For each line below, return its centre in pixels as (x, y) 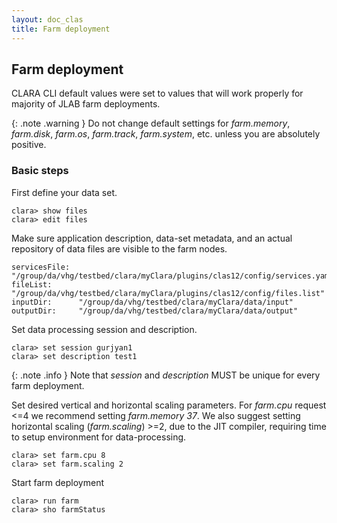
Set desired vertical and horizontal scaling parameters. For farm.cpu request (169, 405)
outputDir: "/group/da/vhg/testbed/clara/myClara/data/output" (155, 311)
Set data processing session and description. (104, 329)
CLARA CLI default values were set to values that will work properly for (157, 93)
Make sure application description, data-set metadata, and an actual (152, 238)
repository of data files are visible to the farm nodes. (119, 248)
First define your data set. (64, 192)
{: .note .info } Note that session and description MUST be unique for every (166, 375)
